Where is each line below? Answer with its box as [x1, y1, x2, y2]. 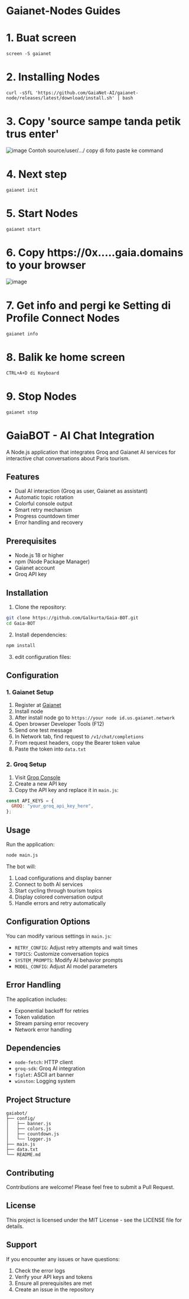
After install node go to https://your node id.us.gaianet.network [14, 714, 175, 721]
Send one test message [14, 726, 73, 734]
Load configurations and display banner [14, 874, 112, 881]
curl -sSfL [6, 90, 33, 96]
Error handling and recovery [14, 519, 83, 526]
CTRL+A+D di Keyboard [6, 370, 60, 376]
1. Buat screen [6, 31, 77, 45]
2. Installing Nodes [6, 70, 100, 84]
